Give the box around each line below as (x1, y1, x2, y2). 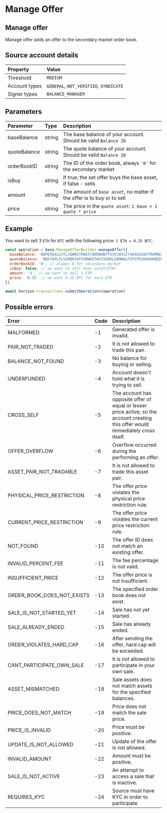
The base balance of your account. (63, 131, 145, 138)
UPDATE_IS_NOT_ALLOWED (7, 741, 74, 748)
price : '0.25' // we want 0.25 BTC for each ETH (9, 275, 112, 280)
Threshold (7, 74, 32, 81)
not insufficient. (112, 578, 149, 585)
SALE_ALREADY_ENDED (7, 624, 65, 631)
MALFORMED (7, 329, 40, 336)
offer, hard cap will (112, 641, 156, 648)
